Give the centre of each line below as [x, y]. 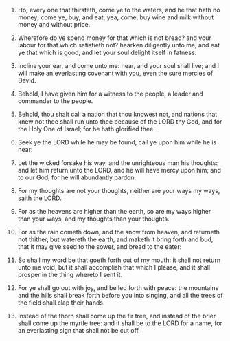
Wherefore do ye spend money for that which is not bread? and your [115, 38]
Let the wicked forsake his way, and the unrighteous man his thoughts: [118, 163]
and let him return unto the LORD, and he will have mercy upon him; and [119, 170]
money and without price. [54, 24]
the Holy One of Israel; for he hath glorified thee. [86, 129]
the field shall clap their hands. [61, 302]
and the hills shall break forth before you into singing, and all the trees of [120, 295]
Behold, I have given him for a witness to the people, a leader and [110, 93]
